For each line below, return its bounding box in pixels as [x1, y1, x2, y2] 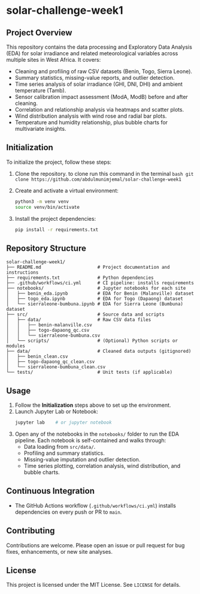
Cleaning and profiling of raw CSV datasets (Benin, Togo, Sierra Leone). [14, 68, 193, 75]
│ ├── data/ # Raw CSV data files [6, 317, 151, 323]
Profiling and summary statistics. [23, 449, 105, 457]
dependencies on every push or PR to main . [14, 508, 122, 515]
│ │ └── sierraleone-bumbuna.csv [6, 332, 101, 339]
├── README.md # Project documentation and [6, 265, 170, 271]
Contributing [6, 526, 55, 536]
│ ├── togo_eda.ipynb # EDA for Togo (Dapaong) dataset [6, 296, 184, 302]
